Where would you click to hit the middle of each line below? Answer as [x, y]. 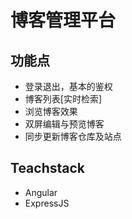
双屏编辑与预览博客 [64, 124]
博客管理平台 [63, 20]
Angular [41, 192]
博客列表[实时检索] [63, 99]
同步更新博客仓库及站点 [73, 136]
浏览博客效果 [51, 111]
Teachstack [47, 168]
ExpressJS [47, 203]
